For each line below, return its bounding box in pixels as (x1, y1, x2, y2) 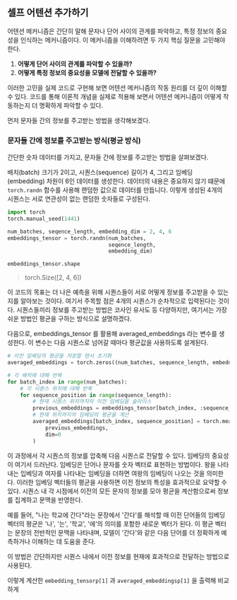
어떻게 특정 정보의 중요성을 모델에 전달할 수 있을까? (17, 68, 157, 76)
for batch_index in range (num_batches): (7, 378, 128, 386)
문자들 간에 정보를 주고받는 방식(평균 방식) (7, 135, 141, 145)
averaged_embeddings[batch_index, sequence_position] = (32, 418, 200, 425)
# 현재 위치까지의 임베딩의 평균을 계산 (32, 411, 129, 419)
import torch (7, 209, 46, 216)
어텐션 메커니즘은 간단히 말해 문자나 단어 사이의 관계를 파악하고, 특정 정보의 (7, 27, 214, 35)
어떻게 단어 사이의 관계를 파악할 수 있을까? (17, 59, 133, 68)
